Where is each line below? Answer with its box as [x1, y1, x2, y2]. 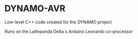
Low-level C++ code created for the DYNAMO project [4, 19, 112, 25]
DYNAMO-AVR [4, 3, 66, 14]
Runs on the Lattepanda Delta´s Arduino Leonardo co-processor [4, 28, 133, 34]
